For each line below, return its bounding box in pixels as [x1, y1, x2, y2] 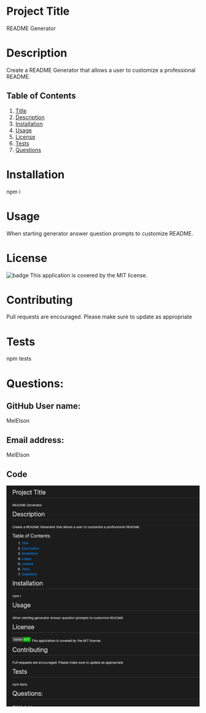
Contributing [6, 293, 73, 307]
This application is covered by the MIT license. [29, 271, 148, 279]
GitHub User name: [6, 401, 81, 411]
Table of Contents [6, 91, 77, 101]
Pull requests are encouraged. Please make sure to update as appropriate [6, 313, 193, 320]
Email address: [6, 434, 64, 445]
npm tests [6, 355, 32, 363]
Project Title [6, 4, 70, 18]
